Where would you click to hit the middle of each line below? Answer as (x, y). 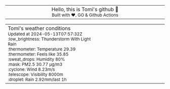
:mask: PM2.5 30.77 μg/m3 (35, 64)
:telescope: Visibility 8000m (35, 75)
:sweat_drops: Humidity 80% (36, 59)
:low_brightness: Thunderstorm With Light (49, 39)
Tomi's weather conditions (39, 28)
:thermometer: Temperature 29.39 (42, 49)
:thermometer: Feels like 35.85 (38, 54)
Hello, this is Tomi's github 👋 (85, 9)
